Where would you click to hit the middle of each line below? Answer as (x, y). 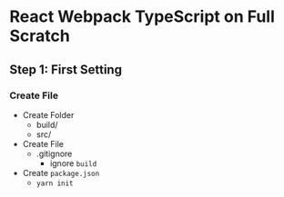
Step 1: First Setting (66, 69)
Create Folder (48, 114)
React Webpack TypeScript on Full (142, 17)
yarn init (55, 183)
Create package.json (61, 172)
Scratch (40, 36)
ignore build (73, 163)
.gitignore (54, 153)
